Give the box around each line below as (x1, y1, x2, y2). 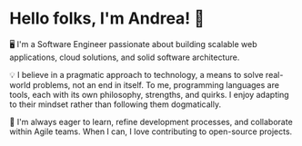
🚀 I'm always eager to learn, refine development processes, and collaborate (9, 116, 293, 127)
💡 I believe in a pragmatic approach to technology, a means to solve (9, 69, 264, 80)
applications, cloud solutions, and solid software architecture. (9, 52, 240, 63)
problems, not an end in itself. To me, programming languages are (32, 79, 280, 90)
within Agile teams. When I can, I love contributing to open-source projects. (9, 126, 293, 137)
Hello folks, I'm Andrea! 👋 (9, 8, 205, 29)
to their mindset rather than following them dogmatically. (9, 99, 221, 110)
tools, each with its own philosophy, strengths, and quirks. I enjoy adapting (9, 89, 289, 100)
